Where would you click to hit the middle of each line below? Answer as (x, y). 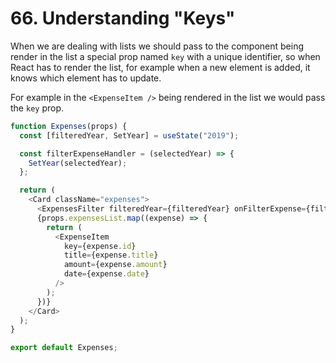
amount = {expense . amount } (115, 265)
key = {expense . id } (100, 246)
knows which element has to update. (86, 78)
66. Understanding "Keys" (123, 18)
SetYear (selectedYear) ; (78, 163)
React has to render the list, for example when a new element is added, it (160, 67)
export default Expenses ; (64, 348)
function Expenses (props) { (69, 126)
